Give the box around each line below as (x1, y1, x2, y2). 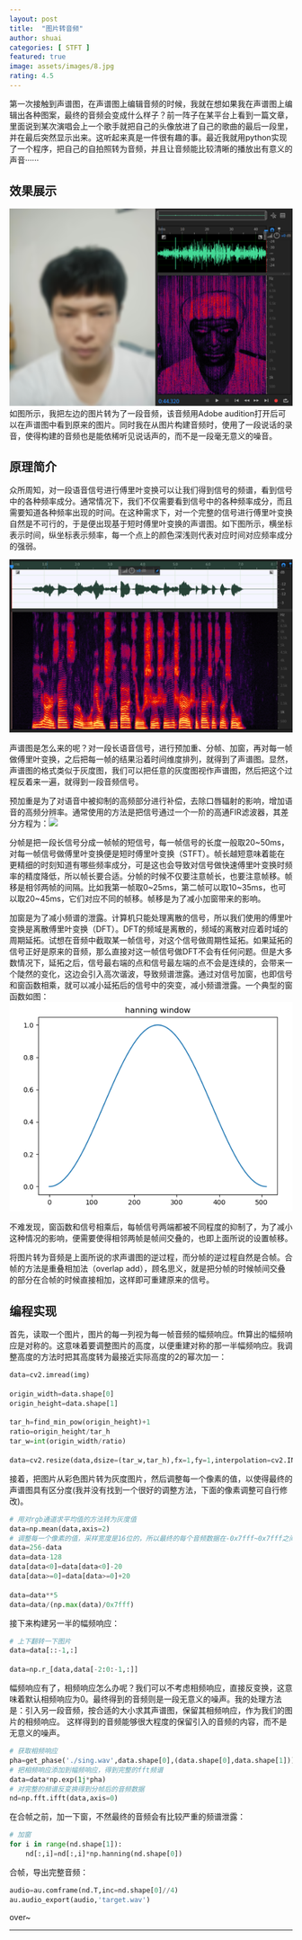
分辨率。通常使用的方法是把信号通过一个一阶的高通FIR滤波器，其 (40, 806, 281, 818)
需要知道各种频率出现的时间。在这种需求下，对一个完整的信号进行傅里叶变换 (9, 507, 293, 518)
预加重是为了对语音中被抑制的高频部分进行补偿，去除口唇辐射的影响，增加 (9, 795, 285, 806)
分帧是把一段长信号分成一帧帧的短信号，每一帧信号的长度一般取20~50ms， (9, 836, 289, 847)
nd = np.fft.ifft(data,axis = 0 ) (9, 1794, 119, 1803)
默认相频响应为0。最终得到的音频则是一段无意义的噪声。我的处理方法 (24, 1694, 282, 1704)
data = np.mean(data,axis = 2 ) (9, 1524, 111, 1533)
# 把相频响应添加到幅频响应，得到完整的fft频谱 (9, 1766, 164, 1775)
